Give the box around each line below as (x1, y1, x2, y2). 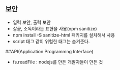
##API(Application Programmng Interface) (5, 48, 94, 54)
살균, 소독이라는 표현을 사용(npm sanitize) (12, 25, 98, 31)
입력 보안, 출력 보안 (12, 19, 51, 25)
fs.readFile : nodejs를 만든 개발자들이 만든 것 (12, 59, 103, 65)
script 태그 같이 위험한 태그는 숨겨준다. (12, 38, 90, 44)
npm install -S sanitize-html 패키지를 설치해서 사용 (12, 32, 115, 38)
